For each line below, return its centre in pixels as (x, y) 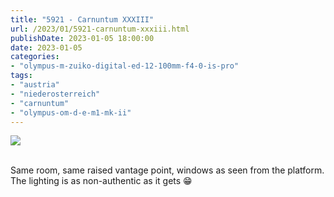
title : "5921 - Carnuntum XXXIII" (82, 19)
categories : (35, 57)
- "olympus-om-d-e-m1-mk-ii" (71, 112)
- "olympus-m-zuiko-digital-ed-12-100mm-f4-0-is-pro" (125, 66)
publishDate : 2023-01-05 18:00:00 (82, 38)
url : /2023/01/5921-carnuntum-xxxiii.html (100, 29)
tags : (21, 76)
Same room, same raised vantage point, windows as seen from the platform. (167, 170)
